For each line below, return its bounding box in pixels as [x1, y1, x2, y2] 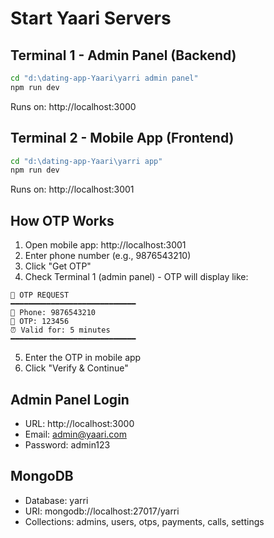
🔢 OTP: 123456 [10, 317, 70, 327]
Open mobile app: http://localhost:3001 [24, 239, 187, 251]
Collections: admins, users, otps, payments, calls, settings [24, 515, 265, 527]
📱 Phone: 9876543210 [10, 308, 97, 318]
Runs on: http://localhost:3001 [10, 183, 135, 196]
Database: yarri [24, 494, 89, 506]
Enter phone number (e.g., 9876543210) [24, 250, 192, 262]
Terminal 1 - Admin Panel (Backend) [10, 47, 237, 64]
